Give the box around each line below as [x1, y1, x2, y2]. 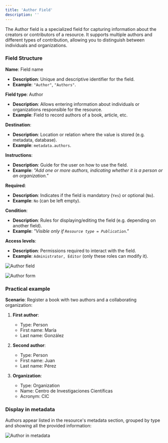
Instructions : [5, 152, 33, 158]
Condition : [5, 207, 28, 213]
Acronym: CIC [20, 393, 49, 399]
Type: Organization [20, 383, 60, 389]
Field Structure [5, 55, 43, 62]
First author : [12, 312, 39, 318]
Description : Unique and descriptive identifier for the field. [12, 76, 135, 82]
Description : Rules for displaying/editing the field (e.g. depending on [12, 217, 156, 223]
